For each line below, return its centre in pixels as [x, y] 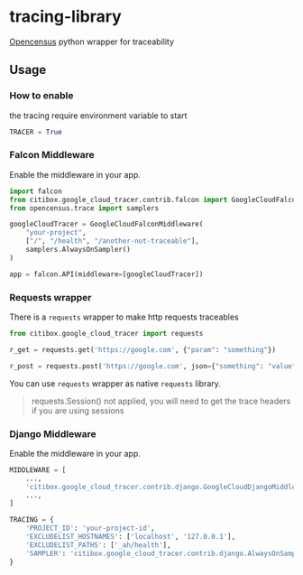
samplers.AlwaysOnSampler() [78, 250]
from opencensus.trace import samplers [84, 208]
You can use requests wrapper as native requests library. [115, 383]
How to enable [41, 96]
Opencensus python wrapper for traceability [92, 42]
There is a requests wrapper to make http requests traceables [124, 317]
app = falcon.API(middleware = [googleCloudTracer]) [106, 274]
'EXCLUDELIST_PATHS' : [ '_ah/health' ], [98, 545]
